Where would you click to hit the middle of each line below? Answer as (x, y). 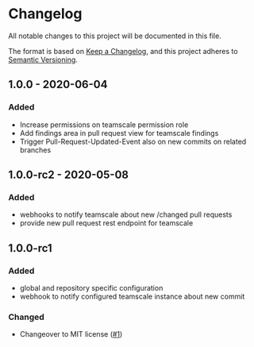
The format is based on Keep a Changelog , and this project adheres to (123, 51)
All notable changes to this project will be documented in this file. (115, 36)
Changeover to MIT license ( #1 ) (71, 334)
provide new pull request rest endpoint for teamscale (106, 223)
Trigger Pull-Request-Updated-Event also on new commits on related (133, 141)
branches (35, 150)
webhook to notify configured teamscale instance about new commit (132, 296)
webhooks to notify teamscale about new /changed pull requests (126, 214)
